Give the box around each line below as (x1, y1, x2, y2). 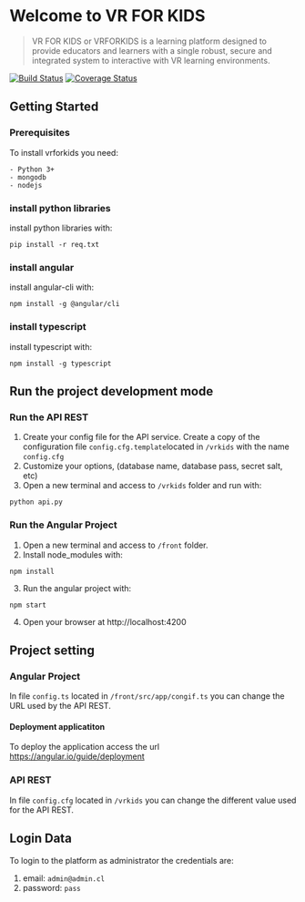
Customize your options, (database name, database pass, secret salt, (22, 461, 283, 472)
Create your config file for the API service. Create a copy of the (22, 432, 260, 443)
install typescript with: (9, 341, 93, 352)
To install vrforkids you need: (9, 147, 118, 158)
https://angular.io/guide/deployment (9, 751, 146, 762)
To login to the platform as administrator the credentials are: (9, 855, 234, 866)
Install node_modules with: (22, 548, 123, 560)
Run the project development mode (9, 384, 214, 399)
